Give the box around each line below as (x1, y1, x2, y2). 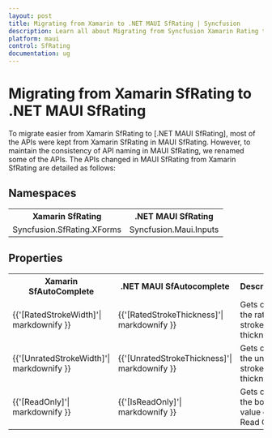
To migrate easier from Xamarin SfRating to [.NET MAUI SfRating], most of (8, 128, 256, 138)
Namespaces (8, 187, 77, 200)
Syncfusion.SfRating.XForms (12, 224, 122, 235)
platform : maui (8, 34, 60, 43)
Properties (8, 251, 63, 265)
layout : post (8, 11, 53, 20)
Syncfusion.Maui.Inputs (129, 224, 219, 235)
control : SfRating (8, 42, 70, 50)
